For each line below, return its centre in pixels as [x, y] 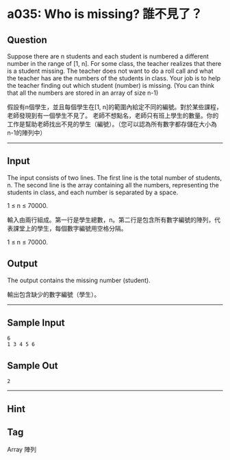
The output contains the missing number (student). [79, 280]
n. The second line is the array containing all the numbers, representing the [113, 185]
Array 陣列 [22, 450]
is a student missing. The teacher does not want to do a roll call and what [110, 71]
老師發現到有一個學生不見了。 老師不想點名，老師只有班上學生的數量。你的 [113, 115]
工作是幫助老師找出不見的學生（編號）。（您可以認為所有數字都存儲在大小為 [112, 124]
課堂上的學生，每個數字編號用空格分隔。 [70, 228]
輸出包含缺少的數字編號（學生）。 [54, 294]
